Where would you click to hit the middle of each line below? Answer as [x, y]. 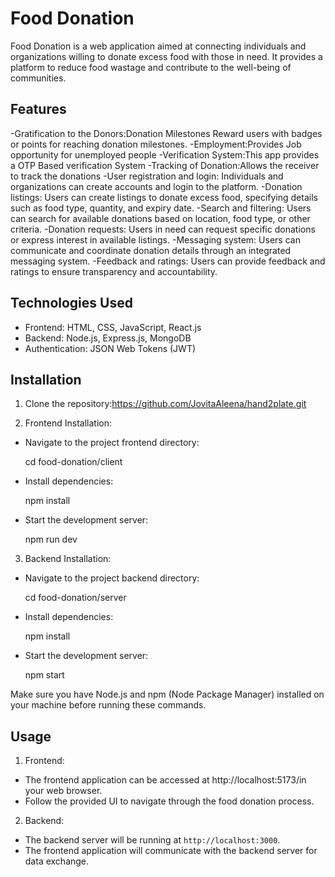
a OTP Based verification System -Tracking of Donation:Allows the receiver [165, 165]
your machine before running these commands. [108, 705]
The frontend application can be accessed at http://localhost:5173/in [165, 780]
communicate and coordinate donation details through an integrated [151, 250]
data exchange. [57, 861]
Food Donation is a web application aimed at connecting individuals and [158, 46]
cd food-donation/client [73, 462]
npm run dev [51, 539]
